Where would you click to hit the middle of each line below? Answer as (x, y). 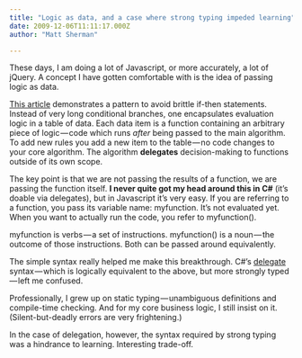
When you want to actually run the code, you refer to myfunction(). (133, 218)
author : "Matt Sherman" (54, 34)
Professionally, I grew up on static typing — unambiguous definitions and (143, 299)
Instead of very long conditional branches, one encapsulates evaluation (142, 114)
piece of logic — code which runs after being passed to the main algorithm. (147, 133)
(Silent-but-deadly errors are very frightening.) (96, 318)
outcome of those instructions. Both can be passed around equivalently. (143, 245)
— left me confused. (46, 281)
